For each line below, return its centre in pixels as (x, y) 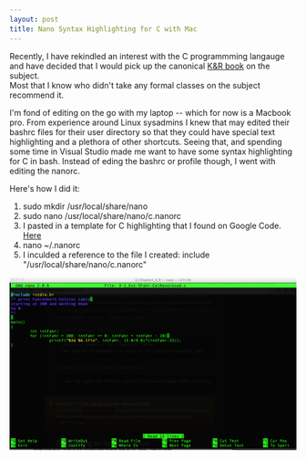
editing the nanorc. (45, 171)
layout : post (34, 19)
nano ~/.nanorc (51, 245)
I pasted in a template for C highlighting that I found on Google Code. (152, 225)
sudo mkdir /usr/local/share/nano (85, 206)
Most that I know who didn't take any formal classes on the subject (135, 85)
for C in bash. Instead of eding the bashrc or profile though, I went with (143, 161)
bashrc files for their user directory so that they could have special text (143, 131)
